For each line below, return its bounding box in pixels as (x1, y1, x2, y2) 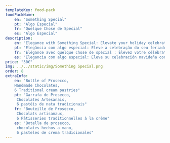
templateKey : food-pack (5, 7, 56, 13)
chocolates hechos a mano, (16, 125, 73, 130)
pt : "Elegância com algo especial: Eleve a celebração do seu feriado (14, 45, 166, 50)
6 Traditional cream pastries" (14, 87, 80, 93)
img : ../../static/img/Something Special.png (5, 64, 103, 69)
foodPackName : (5, 12, 35, 17)
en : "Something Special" (14, 17, 67, 22)
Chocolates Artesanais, (16, 97, 67, 102)
